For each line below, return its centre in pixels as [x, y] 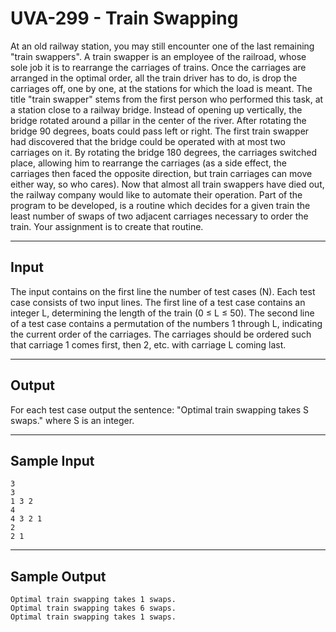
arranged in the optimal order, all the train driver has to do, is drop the [154, 78]
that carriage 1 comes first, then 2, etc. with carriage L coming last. [148, 344]
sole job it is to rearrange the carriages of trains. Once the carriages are [158, 67]
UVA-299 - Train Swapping [124, 18]
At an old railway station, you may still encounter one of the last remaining [162, 46]
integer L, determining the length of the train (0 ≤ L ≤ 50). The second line [162, 313]
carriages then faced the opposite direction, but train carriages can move [161, 173]
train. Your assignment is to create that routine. [107, 226]
